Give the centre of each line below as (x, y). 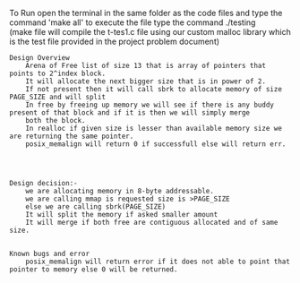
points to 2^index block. (57, 73)
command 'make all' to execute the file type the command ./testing (133, 22)
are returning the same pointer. (72, 136)
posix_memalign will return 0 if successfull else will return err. (156, 144)
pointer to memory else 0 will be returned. (94, 270)
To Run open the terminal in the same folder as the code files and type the (146, 13)
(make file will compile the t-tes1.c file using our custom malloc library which (150, 32)
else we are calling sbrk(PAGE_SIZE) (96, 207)
